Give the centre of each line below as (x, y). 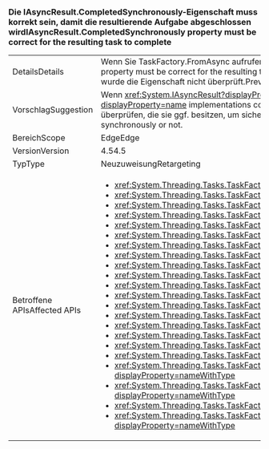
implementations (220, 105)
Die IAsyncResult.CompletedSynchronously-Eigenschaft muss (133, 12)
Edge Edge (120, 138)
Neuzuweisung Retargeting (151, 164)
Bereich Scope (39, 138)
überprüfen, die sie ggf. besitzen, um (170, 115)
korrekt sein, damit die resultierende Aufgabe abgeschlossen (130, 22)
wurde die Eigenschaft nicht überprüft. (173, 82)
